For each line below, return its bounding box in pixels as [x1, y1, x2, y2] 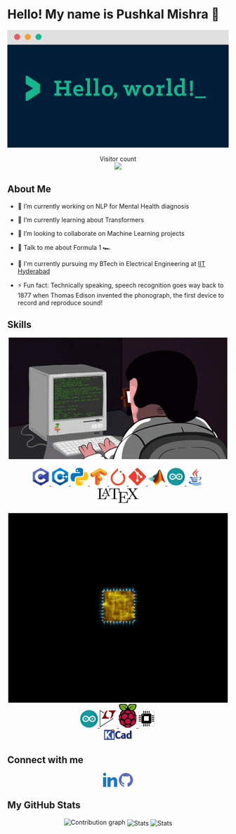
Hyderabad [17, 267, 51, 275]
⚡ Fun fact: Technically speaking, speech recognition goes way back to [17, 281, 224, 289]
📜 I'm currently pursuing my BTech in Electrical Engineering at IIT [17, 259, 206, 267]
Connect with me [7, 754, 84, 766]
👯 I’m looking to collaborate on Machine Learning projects [17, 229, 185, 237]
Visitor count [99, 154, 137, 163]
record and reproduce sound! [17, 298, 103, 307]
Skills [7, 319, 32, 331]
